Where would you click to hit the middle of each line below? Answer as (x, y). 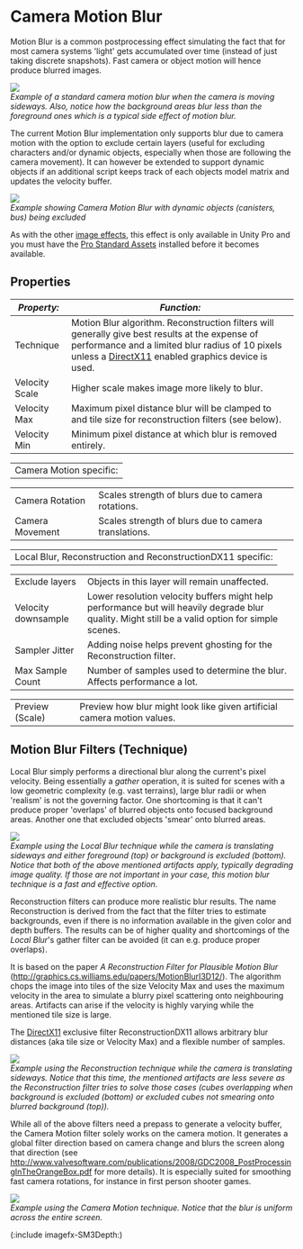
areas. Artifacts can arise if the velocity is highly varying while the (132, 1005)
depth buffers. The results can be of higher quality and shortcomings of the (150, 930)
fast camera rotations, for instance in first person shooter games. (131, 1181)
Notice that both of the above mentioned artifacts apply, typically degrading (152, 864)
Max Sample (41, 670)
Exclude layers (45, 581)
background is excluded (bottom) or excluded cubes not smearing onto (143, 1097)
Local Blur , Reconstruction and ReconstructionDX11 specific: (144, 557)
